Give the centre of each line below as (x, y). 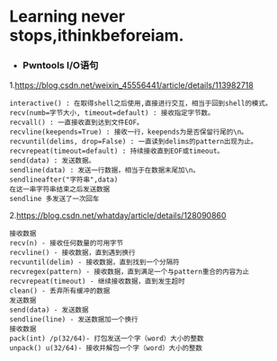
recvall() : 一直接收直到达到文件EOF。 (76, 123)
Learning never (67, 17)
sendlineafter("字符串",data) (64, 180)
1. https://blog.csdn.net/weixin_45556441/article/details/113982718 (131, 85)
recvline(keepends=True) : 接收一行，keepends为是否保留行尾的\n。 (129, 132)
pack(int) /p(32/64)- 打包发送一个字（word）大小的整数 (107, 339)
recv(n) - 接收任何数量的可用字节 (67, 243)
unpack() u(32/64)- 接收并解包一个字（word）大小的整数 (106, 348)
